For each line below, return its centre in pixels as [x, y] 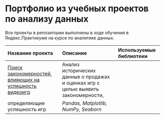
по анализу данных [47, 19]
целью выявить [81, 89]
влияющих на [24, 80]
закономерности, [83, 95]
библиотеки [133, 56]
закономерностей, [30, 73]
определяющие [26, 103]
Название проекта [30, 53]
